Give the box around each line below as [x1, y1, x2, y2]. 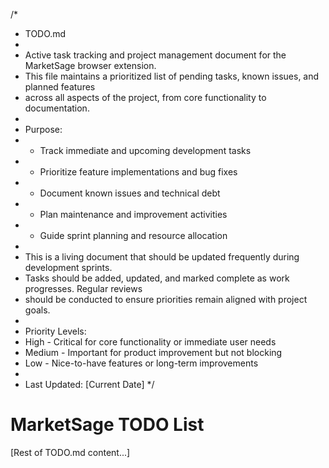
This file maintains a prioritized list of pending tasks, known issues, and [24, 70, 320, 82]
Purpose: [24, 124, 63, 135]
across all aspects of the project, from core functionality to [24, 92, 267, 103]
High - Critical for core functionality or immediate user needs [24, 336, 277, 348]
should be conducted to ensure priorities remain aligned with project [24, 294, 308, 305]
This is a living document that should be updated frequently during [24, 251, 300, 263]
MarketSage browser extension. [24, 60, 157, 71]
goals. [24, 304, 51, 316]
